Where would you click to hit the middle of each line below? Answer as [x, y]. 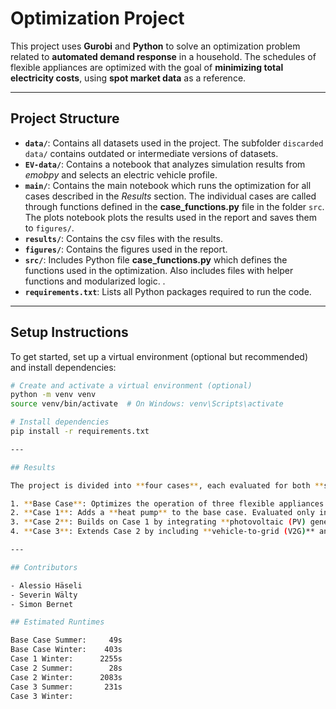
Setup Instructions [69, 332]
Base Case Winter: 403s [66, 650]
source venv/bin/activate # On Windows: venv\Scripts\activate [147, 404]
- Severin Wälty [44, 595]
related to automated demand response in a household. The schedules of [163, 56]
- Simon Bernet [42, 604]
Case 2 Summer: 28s [66, 668]
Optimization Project [97, 18]
